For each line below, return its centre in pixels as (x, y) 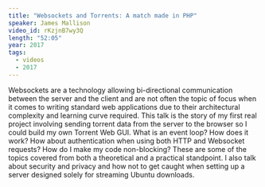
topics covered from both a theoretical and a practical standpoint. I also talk (132, 158)
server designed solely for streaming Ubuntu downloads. (101, 174)
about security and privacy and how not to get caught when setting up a (127, 166)
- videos (30, 60)
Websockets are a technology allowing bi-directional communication (121, 90)
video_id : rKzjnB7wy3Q (46, 30)
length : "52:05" (35, 38)
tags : (17, 53)
